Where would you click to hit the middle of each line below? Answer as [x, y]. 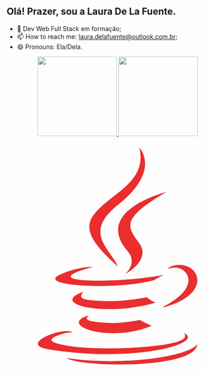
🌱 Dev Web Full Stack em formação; [69, 28]
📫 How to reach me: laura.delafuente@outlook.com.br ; [97, 36]
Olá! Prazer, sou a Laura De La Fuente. [92, 12]
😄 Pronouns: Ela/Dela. [49, 47]
